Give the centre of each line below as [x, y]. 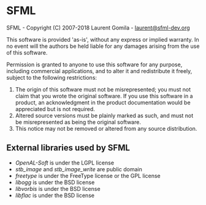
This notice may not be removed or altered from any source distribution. [106, 128]
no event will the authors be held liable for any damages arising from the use [103, 46]
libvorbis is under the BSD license [58, 188]
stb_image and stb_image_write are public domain [79, 169]
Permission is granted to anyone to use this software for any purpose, [94, 64]
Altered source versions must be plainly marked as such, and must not [104, 115]
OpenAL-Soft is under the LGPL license [65, 163]
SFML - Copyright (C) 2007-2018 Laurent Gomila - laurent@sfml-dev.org [98, 28]
